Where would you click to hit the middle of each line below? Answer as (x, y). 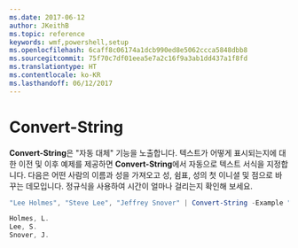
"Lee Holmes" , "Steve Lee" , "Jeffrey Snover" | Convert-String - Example (146, 203)
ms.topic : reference (47, 34)
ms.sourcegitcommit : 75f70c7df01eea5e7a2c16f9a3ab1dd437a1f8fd (129, 58)
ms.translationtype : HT (53, 67)
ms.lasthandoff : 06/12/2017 (61, 83)
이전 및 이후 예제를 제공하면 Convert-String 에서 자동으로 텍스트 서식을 (141, 164)
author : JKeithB (39, 26)
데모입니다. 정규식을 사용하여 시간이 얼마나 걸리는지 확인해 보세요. (139, 186)
